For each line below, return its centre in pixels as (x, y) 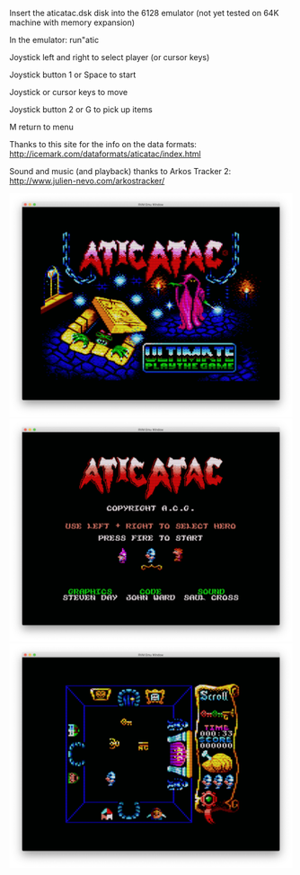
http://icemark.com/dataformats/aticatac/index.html (105, 154)
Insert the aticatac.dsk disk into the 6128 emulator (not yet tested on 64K (144, 13)
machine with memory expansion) (72, 22)
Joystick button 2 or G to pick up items (81, 110)
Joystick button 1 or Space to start (73, 75)
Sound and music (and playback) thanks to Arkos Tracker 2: (120, 171)
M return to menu (42, 127)
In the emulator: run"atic (54, 40)
